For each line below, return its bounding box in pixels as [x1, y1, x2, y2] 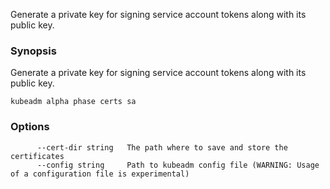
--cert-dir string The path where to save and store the [36, 142, 288, 153]
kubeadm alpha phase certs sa [10, 97, 137, 107]
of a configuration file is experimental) [10, 169, 190, 179]
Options [10, 120, 50, 134]
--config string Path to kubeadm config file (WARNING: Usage [36, 160, 320, 170]
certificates [10, 151, 65, 161]
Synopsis [10, 44, 57, 58]
